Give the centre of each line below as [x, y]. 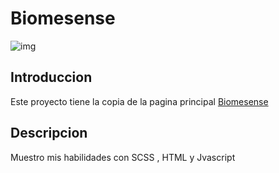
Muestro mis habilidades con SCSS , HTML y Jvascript [123, 157]
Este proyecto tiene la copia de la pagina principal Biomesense [139, 101]
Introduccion [51, 77]
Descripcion [49, 133]
